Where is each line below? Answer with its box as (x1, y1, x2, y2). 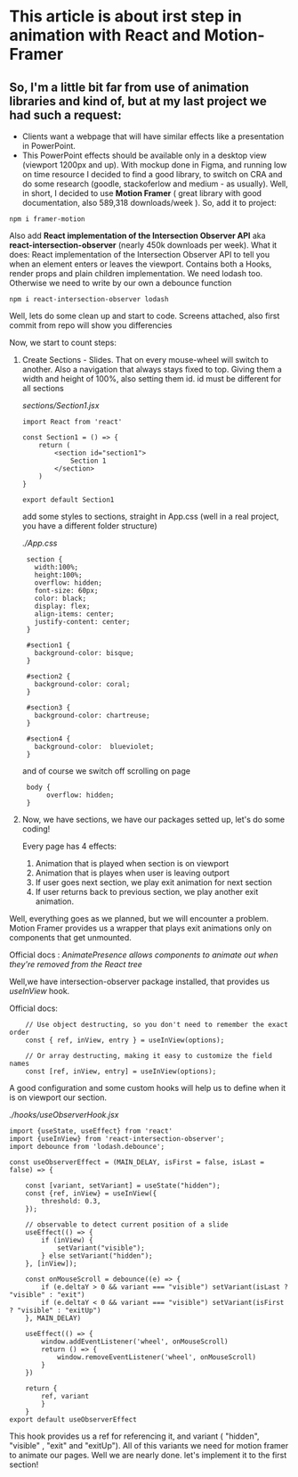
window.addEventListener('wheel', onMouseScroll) (41, 1337, 229, 1346)
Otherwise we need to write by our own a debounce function (9, 278, 232, 288)
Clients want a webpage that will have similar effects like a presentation (21, 131, 285, 142)
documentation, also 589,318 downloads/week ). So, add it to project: (21, 198, 278, 208)
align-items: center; (34, 610, 115, 619)
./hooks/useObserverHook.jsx (9, 1110, 119, 1120)
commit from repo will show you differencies (9, 320, 173, 331)
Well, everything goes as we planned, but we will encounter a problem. (9, 914, 269, 923)
